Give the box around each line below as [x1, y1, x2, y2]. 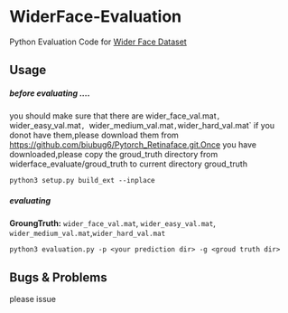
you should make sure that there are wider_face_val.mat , [9, 110, 221, 121]
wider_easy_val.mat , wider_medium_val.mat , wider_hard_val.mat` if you [9, 120, 275, 131]
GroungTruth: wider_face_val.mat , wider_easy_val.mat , [9, 218, 217, 229]
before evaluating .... [9, 88, 90, 99]
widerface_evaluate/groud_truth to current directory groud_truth [9, 158, 248, 169]
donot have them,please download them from [9, 129, 179, 141]
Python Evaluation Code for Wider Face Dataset [9, 36, 187, 47]
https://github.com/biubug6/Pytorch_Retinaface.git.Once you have [9, 139, 257, 150]
